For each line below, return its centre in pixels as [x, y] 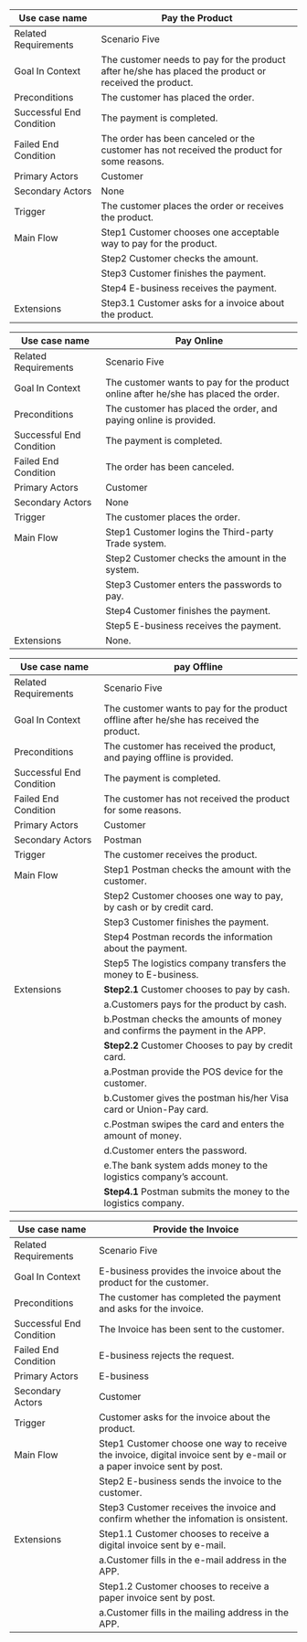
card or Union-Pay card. [156, 1109]
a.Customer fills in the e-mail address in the [193, 1560]
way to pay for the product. [159, 244]
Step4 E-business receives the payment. [189, 288]
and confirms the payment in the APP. [185, 1030]
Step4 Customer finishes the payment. [188, 611]
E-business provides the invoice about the [190, 1271]
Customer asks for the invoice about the [185, 1417]
